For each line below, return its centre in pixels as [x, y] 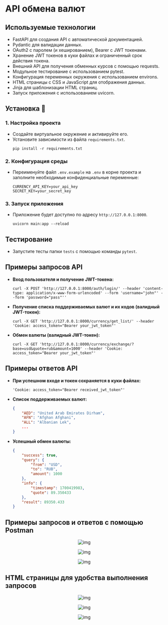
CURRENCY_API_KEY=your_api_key [45, 187]
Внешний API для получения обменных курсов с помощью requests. [86, 66]
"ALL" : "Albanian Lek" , [46, 422]
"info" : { [32, 484]
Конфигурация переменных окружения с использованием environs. [86, 77]
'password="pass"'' [46, 297]
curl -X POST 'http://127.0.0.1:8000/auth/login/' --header [76, 288]
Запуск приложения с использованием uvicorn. [63, 93]
